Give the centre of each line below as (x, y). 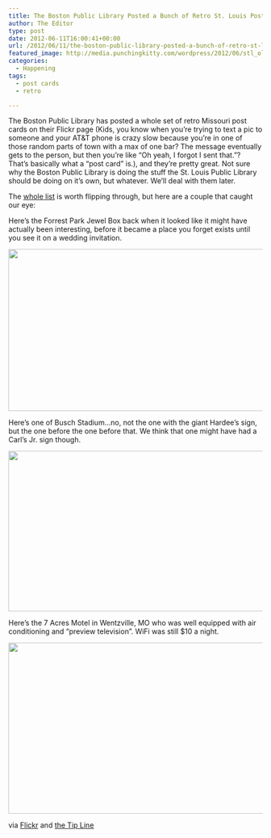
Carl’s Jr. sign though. (45, 440)
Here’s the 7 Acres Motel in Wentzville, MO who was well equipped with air (132, 623)
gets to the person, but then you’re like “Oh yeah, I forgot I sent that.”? (125, 155)
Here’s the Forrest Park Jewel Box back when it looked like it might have (128, 221)
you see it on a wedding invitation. (65, 238)
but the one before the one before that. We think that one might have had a (133, 431)
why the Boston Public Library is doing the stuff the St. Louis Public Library (133, 172)
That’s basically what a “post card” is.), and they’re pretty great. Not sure (129, 164)
